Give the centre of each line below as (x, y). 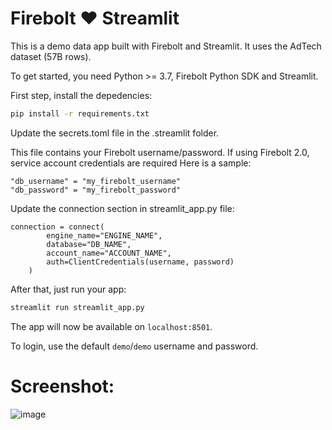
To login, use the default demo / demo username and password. (134, 346)
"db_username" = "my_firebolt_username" (96, 181)
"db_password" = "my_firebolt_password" (96, 190)
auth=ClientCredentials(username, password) (140, 262)
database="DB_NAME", (89, 244)
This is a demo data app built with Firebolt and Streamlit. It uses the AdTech (166, 46)
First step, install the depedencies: (81, 95)
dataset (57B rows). (51, 56)
